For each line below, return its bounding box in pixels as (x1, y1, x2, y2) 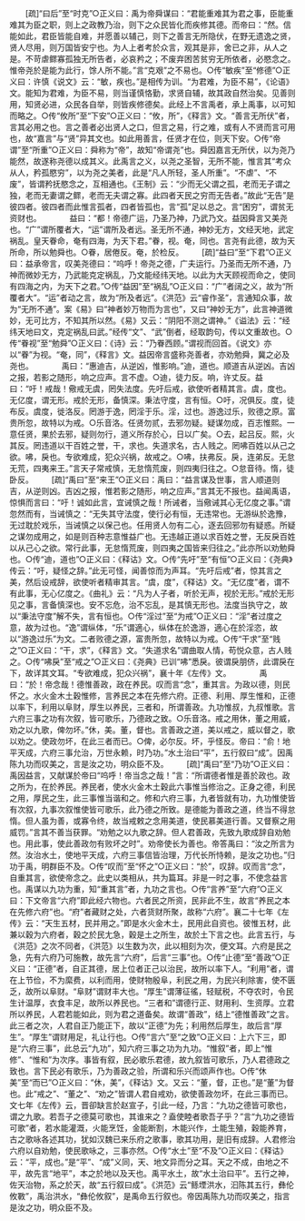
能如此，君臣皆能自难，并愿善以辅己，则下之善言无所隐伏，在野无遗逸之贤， (9, 31, 296, 41)
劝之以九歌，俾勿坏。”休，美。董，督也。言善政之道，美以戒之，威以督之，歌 (9, 724, 296, 735)
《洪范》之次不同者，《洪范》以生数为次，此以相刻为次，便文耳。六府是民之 (9, 941, 292, 951)
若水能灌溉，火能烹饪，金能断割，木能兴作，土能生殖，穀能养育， (44, 1123, 292, 1133)
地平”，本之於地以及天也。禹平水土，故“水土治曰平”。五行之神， (53, 1168, 294, 1178)
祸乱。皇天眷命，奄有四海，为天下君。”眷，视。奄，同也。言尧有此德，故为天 (9, 236, 296, 246)
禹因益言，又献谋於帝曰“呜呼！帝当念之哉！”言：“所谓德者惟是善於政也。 (9, 770, 283, 781)
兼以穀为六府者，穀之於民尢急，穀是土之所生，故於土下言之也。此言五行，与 (9, 929, 296, 940)
